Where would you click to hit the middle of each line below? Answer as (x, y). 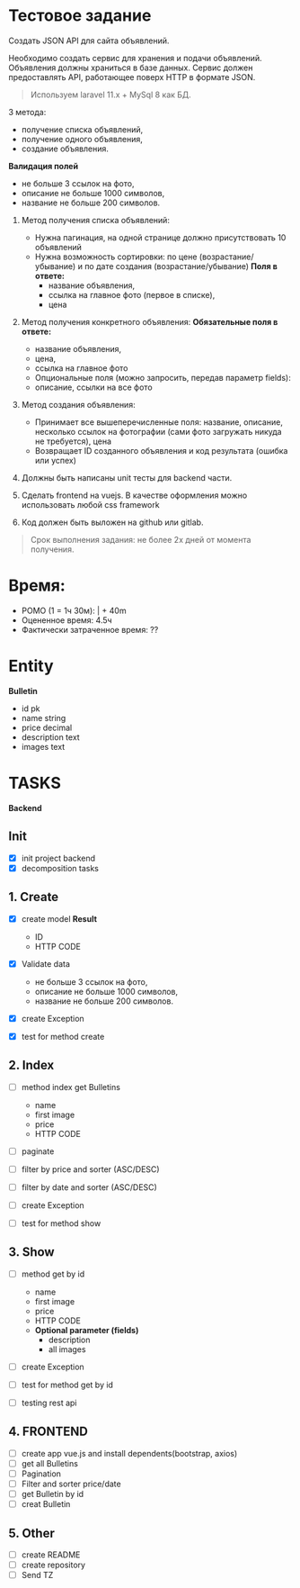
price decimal (47, 727)
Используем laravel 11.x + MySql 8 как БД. (111, 95)
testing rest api (49, 1403)
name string (44, 717)
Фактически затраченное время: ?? (90, 629)
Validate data (46, 963)
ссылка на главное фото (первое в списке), (132, 294)
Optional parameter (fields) (87, 1330)
